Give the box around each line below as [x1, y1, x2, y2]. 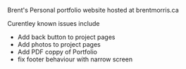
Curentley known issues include [7, 20, 100, 27]
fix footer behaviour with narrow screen [17, 55, 132, 63]
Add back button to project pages [17, 33, 116, 41]
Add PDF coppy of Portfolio [17, 48, 97, 56]
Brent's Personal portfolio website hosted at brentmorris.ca [7, 6, 180, 14]
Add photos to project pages [17, 40, 101, 48]
